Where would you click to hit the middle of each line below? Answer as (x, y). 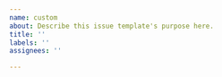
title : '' (28, 34)
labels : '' (30, 43)
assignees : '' (36, 51)
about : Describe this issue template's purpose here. (112, 26)
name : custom (34, 17)
